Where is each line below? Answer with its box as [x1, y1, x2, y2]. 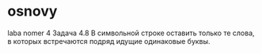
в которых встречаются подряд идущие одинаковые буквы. [7, 36, 211, 45]
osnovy [7, 2, 58, 20]
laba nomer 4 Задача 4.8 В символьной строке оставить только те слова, [7, 28, 255, 38]
